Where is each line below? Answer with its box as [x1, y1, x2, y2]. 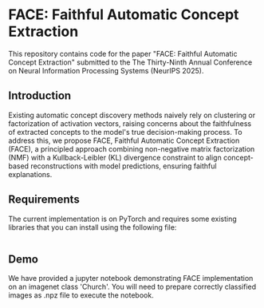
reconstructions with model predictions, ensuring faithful [30, 161, 217, 171]
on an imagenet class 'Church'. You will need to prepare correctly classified [8, 282, 257, 292]
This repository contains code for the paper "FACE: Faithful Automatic [8, 49, 238, 58]
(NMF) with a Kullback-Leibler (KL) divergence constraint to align [8, 152, 222, 162]
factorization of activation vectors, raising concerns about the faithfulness [8, 118, 252, 128]
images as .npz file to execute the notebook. [8, 290, 154, 300]
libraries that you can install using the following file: [8, 222, 177, 232]
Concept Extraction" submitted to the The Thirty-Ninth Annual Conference [8, 57, 253, 67]
